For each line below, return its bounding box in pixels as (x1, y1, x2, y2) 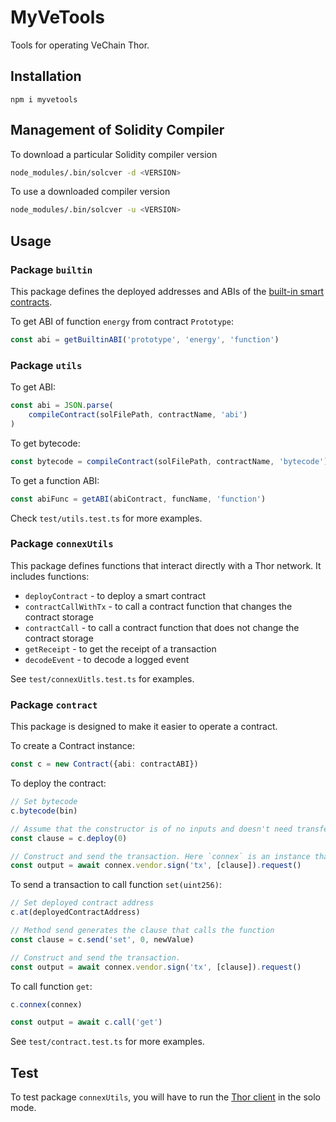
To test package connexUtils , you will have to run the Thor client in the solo (10, 1091, 322, 1103)
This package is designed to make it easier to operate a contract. (10, 721, 278, 733)
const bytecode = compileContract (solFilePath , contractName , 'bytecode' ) (10, 456, 329, 466)
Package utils (10, 358, 83, 372)
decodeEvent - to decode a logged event (24, 653, 190, 665)
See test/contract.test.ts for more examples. (10, 1036, 205, 1048)
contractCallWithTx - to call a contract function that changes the (24, 600, 293, 612)
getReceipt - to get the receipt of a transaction (24, 642, 217, 655)
